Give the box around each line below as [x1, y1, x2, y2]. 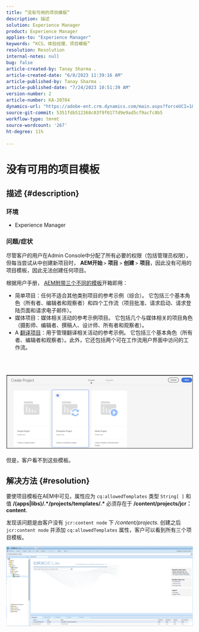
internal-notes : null [6, 53, 60, 59]
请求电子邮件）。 [35, 307, 75, 314]
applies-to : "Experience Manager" [6, 34, 92, 41]
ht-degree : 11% [6, 128, 44, 135]
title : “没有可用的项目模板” [6, 9, 70, 15]
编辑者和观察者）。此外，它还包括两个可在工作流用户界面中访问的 [25, 336, 184, 344]
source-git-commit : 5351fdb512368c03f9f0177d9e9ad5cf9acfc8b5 [6, 110, 163, 116]
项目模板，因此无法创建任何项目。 [6, 267, 89, 274]
